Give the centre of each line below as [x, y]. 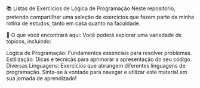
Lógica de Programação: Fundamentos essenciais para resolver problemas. [99, 53]
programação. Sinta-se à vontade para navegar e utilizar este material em [97, 72]
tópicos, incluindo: [29, 41]
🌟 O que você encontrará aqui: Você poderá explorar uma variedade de [94, 35]
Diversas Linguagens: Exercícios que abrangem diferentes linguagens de [96, 66]
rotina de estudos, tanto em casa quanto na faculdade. [73, 23]
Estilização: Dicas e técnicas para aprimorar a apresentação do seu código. [99, 59]
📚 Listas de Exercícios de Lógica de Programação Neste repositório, [91, 8]
